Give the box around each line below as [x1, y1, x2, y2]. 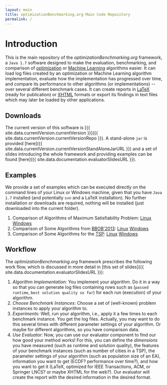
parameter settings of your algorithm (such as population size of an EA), [12, 353, 161, 359]
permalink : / [5, 16, 32, 21]
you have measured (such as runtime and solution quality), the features [12, 342, 160, 348]
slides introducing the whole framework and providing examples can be [5, 151, 153, 157]
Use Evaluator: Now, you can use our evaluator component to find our [12, 332, 156, 338]
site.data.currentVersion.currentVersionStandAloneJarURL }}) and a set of [5, 146, 158, 152]
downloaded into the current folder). [5, 205, 80, 211]
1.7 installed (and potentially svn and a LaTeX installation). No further [5, 194, 147, 200]
